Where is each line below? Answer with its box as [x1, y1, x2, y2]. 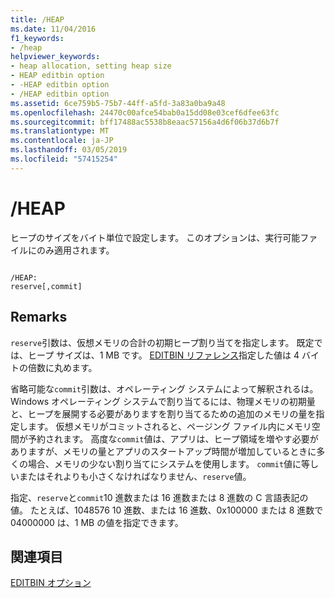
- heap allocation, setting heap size [10, 61, 172, 71]
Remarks [10, 309, 68, 326]
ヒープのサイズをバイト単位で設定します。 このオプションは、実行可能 [10, 231, 301, 243]
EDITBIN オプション [10, 577, 92, 589]
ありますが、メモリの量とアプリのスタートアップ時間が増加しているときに [10, 445, 317, 457]
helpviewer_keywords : [10, 52, 101, 62]
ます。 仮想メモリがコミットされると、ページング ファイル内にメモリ [27, 420, 312, 432]
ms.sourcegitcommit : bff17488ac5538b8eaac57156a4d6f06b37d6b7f [10, 117, 280, 127]
